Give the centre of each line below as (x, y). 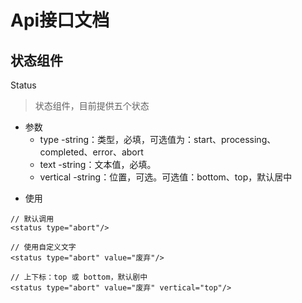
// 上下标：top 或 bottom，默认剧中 (79, 277)
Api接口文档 (60, 20)
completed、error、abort (91, 152)
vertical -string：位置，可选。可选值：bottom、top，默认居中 (166, 177)
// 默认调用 (32, 219)
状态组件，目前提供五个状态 (92, 105)
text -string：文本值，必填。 (98, 164)
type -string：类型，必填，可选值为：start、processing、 (158, 139)
